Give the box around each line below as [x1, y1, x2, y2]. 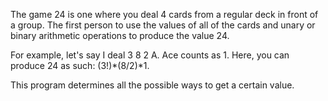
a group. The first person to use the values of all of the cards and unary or [10, 19, 316, 31]
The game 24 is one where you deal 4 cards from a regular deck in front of [10, 9, 319, 20]
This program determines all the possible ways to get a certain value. [10, 79, 295, 91]
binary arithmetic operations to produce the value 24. [10, 30, 230, 41]
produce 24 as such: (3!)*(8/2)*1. [10, 60, 150, 71]
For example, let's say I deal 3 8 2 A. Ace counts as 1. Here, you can [10, 49, 290, 61]
